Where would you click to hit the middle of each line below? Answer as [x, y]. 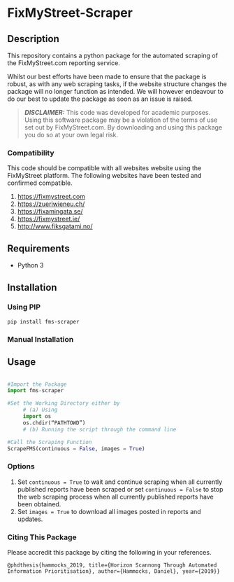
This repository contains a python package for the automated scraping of [113, 55]
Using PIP [24, 307]
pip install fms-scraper [43, 321]
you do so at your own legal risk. [71, 135]
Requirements [38, 248]
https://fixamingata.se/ [50, 212]
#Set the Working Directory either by [64, 403]
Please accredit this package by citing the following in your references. [109, 552]
